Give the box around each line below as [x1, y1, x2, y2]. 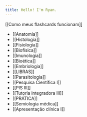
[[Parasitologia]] [12, 74, 46, 80]
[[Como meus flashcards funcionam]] [5, 21, 82, 27]
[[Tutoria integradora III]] [12, 90, 63, 96]
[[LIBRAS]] [12, 69, 34, 75]
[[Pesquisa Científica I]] [12, 79, 61, 85]
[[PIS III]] [12, 84, 31, 91]
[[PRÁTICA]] [12, 95, 38, 101]
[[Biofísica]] [12, 47, 37, 53]
